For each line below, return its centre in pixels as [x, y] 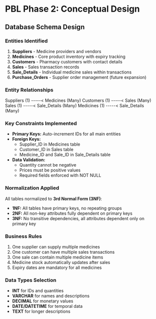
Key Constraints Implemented [41, 124]
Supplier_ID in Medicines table [50, 144]
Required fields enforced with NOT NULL [60, 175]
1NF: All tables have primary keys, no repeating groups [67, 208]
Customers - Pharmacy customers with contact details [67, 61]
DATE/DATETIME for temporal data [47, 306]
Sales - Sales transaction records [45, 67]
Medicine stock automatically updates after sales [61, 263]
